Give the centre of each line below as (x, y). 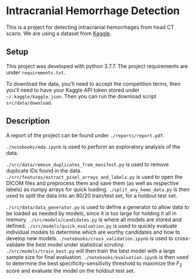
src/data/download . (29, 102)
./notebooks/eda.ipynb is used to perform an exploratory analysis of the (93, 147)
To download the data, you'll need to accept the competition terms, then (93, 84)
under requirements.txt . (36, 72)
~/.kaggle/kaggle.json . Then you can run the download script (81, 96)
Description (28, 121)
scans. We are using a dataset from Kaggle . (59, 33)
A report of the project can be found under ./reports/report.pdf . (85, 135)
